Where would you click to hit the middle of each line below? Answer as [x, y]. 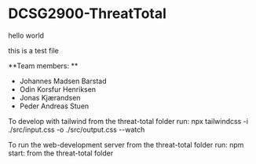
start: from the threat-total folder [61, 153]
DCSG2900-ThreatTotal [88, 14]
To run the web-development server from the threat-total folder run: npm [126, 144]
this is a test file [33, 50]
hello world [26, 35]
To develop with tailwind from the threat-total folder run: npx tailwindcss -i [128, 121]
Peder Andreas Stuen [54, 106]
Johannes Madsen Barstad [63, 81]
